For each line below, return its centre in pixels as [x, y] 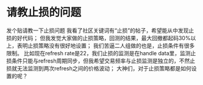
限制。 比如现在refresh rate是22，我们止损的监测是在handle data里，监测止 [101, 53]
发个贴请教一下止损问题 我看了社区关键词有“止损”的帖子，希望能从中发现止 [100, 30]
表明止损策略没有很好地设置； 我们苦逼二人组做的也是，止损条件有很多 [106, 46]
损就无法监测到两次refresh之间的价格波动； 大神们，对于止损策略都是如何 [99, 68]
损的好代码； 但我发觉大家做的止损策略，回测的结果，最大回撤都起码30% [98, 38]
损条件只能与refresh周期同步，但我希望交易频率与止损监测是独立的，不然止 [101, 61]
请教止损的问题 [44, 12]
